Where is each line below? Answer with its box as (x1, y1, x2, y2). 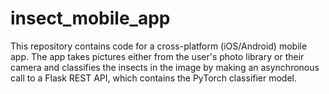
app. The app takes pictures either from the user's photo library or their (10, 50, 305, 62)
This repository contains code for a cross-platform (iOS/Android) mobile (10, 40, 308, 52)
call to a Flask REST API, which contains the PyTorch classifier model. (10, 72, 298, 84)
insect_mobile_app (10, 7, 171, 30)
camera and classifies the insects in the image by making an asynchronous (10, 61, 320, 73)
